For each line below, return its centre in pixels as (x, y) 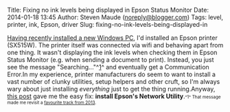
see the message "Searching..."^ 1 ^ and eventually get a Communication (108, 67)
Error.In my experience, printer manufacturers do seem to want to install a (112, 74)
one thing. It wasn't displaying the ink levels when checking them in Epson (112, 52)
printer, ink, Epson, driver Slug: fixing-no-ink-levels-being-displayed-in (107, 24)
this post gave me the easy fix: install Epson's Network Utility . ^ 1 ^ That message (114, 96)
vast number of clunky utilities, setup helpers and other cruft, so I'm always (114, 81)
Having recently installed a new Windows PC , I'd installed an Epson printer (112, 38)
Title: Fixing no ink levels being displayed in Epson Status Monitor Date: (108, 10)
